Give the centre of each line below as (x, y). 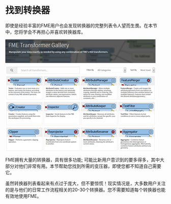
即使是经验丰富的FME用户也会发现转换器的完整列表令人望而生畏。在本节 (81, 25)
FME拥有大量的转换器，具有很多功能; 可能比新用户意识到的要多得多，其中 (83, 160)
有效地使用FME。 (23, 196)
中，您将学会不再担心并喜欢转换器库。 (45, 32)
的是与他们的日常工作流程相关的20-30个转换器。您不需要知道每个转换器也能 (85, 190)
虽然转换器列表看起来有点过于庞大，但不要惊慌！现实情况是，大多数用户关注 (85, 183)
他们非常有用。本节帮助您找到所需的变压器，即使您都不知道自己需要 (90, 166)
